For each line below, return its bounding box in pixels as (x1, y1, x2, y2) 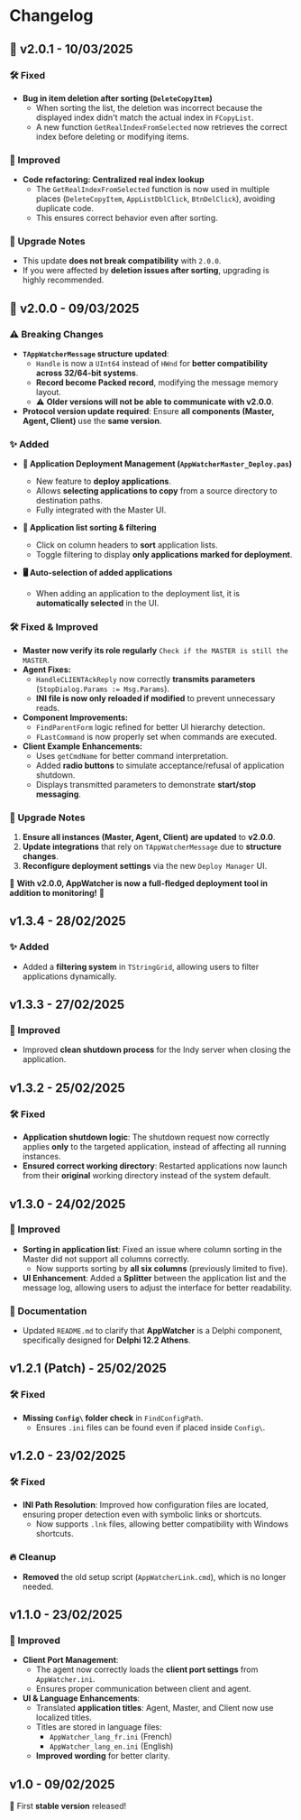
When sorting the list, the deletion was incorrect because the (35, 102, 263, 113)
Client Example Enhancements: (22, 741, 142, 752)
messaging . (35, 789, 81, 799)
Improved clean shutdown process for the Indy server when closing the (22, 1044, 291, 1056)
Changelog (9, 5, 94, 26)
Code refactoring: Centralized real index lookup (22, 174, 205, 185)
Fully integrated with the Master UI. (35, 504, 167, 515)
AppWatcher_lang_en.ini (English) (49, 1741, 174, 1751)
